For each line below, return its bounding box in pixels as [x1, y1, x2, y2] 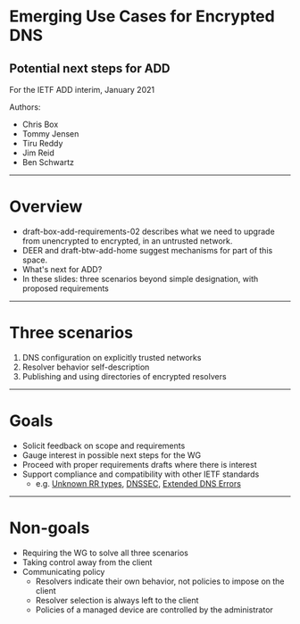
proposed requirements [21, 283, 110, 294]
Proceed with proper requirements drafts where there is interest [21, 459, 257, 470]
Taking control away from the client [21, 556, 153, 568]
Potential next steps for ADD [9, 61, 171, 76]
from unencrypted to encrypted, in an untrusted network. [21, 235, 233, 246]
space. [21, 254, 47, 265]
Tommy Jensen [21, 129, 79, 139]
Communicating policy [21, 566, 105, 577]
